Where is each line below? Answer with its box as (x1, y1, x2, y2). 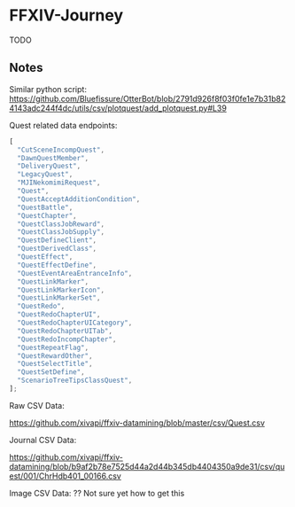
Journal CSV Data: (9, 434, 77, 445)
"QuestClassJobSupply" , (17, 228, 105, 237)
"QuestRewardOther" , (17, 351, 93, 360)
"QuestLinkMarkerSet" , (17, 293, 101, 302)
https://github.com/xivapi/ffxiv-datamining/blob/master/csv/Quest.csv (9, 417, 266, 428)
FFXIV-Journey (9, 5, 124, 26)
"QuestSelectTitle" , (17, 360, 93, 369)
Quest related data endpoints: (9, 120, 118, 130)
